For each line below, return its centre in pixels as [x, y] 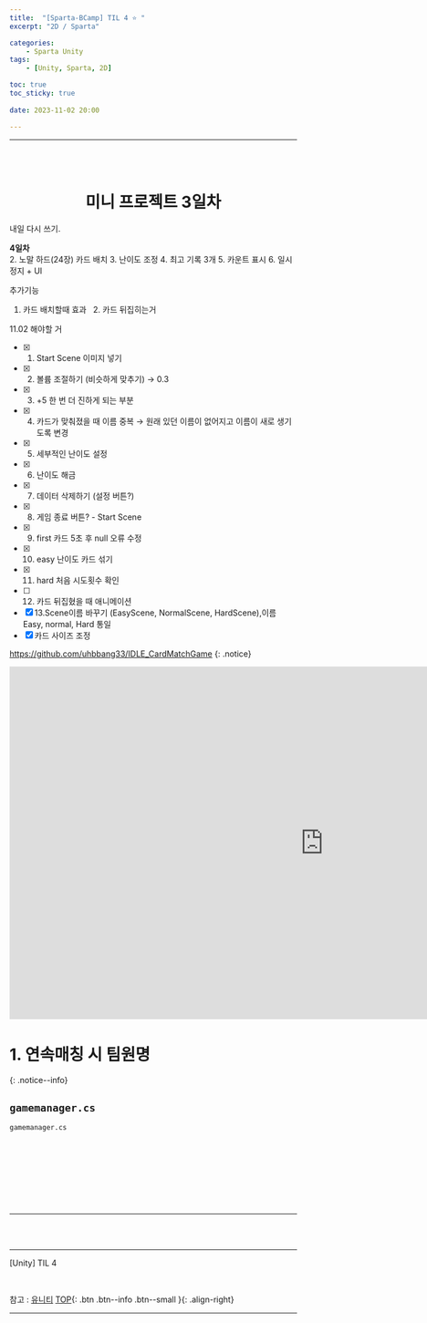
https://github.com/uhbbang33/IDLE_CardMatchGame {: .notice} [131, 654]
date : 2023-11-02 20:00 [55, 110]
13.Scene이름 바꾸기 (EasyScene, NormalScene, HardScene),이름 [155, 613]
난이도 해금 [56, 475]
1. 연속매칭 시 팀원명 [80, 1054]
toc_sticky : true [42, 93]
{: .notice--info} [39, 1080]
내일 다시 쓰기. [35, 229]
